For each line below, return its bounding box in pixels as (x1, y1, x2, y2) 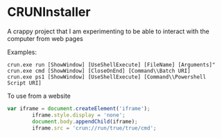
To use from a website (7, 92, 71, 100)
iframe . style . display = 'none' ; (32, 112, 126, 119)
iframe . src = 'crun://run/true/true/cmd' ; (32, 124, 157, 132)
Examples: (7, 48, 37, 56)
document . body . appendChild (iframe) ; (32, 118, 138, 125)
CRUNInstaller (7, 4, 91, 20)
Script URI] (7, 79, 42, 87)
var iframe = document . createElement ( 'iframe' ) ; (7, 105, 151, 112)
